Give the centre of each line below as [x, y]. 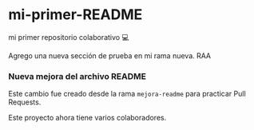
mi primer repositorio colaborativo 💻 [69, 37]
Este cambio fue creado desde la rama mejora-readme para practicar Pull [127, 94]
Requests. [25, 102]
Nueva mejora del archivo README [77, 76]
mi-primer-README [75, 15]
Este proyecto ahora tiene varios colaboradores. [87, 118]
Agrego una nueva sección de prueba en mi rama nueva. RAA [110, 55]
